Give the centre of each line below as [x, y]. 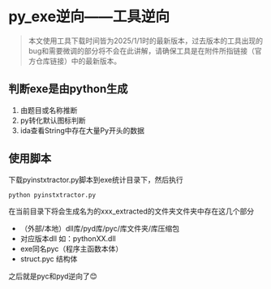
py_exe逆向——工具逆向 [89, 17]
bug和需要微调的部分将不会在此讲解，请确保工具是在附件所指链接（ [142, 50]
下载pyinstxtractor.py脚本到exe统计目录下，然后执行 [96, 179]
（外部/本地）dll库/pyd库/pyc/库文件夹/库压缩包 [100, 228]
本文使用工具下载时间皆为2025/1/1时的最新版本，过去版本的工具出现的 [146, 41]
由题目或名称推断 [49, 110]
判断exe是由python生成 [68, 89]
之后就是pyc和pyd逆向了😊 [53, 276]
